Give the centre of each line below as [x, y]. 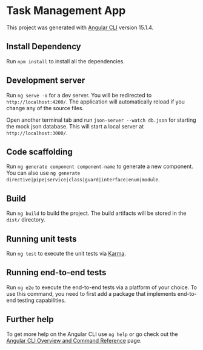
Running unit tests [42, 239]
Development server [46, 81]
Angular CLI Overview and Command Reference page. [74, 340]
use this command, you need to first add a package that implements [91, 293]
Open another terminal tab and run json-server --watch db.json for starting [101, 120]
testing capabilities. [42, 300]
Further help [30, 319]
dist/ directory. [26, 220]
